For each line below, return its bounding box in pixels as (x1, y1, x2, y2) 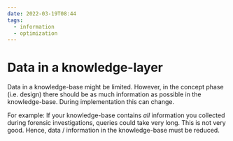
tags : (7, 17, 23, 24)
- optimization (13, 29, 58, 37)
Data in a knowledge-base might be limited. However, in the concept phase (7, 83, 224, 91)
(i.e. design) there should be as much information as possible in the (7, 90, 202, 98)
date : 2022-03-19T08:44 (7, 10, 77, 17)
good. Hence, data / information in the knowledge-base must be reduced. (7, 126, 220, 135)
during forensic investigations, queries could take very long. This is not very (7, 119, 226, 127)
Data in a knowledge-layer (7, 60, 163, 75)
